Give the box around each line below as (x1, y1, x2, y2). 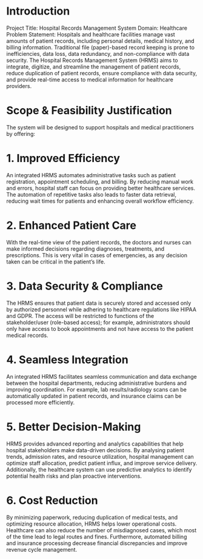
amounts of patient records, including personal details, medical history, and (6, 37, 195, 44)
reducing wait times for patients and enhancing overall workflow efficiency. (6, 197, 194, 205)
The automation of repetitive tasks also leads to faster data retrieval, (6, 191, 177, 198)
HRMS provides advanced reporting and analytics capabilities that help (6, 440, 184, 447)
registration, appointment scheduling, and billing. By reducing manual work (6, 178, 194, 185)
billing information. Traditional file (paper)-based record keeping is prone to (6, 44, 195, 51)
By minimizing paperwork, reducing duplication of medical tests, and (6, 513, 178, 521)
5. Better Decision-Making (6, 420, 141, 433)
